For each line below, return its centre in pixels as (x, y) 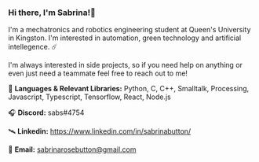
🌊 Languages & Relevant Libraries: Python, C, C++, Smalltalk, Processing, (129, 89)
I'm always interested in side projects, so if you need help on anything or (126, 65)
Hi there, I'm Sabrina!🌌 (52, 13)
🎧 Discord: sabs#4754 (46, 112)
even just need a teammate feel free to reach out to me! (98, 73)
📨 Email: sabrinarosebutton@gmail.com (72, 149)
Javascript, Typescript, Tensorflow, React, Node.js (89, 97)
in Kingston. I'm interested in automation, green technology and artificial (125, 38)
